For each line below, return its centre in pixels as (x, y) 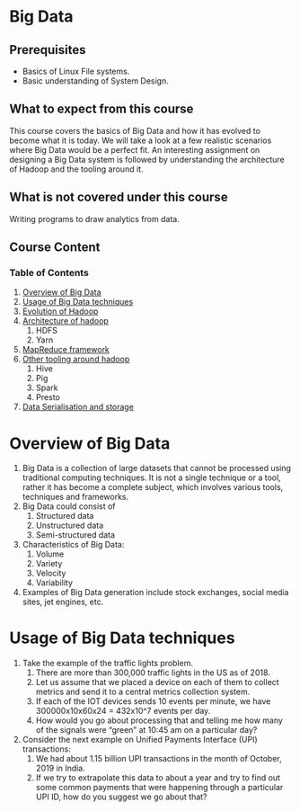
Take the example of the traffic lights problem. (107, 664)
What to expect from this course (101, 109)
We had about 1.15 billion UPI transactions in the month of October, (159, 759)
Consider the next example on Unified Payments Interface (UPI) (140, 740)
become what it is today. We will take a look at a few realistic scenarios (141, 140)
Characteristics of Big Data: (73, 545)
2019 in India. (60, 768)
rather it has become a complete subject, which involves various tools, (153, 487)
